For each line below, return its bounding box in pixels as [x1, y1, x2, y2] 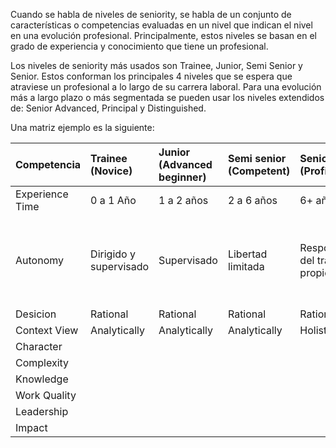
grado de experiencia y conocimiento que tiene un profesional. [10, 40, 269, 52]
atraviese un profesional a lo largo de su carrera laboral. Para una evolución [10, 81, 322, 93]
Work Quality [15, 389, 77, 402]
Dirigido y [90, 247, 136, 261]
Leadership [15, 405, 69, 418]
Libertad [227, 247, 268, 261]
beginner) [158, 170, 207, 184]
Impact [15, 421, 48, 434]
